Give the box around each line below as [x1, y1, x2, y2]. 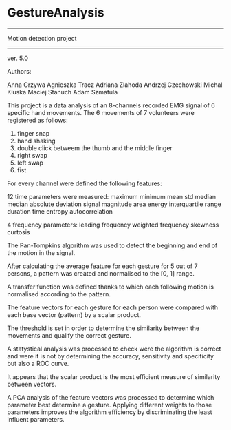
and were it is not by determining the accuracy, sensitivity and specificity [7, 351, 214, 360]
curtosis [7, 227, 30, 236]
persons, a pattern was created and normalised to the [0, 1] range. [7, 269, 195, 277]
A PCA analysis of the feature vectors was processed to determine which [7, 393, 214, 401]
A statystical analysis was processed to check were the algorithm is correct [7, 345, 221, 353]
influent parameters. [7, 415, 65, 423]
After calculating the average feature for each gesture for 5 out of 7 [7, 262, 198, 270]
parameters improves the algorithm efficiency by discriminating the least [7, 408, 212, 416]
